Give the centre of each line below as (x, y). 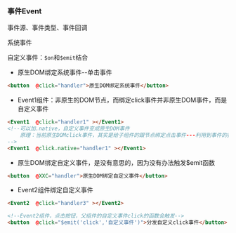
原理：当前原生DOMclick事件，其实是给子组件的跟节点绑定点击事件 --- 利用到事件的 (123, 135)
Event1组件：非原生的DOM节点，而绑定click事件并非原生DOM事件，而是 (122, 100)
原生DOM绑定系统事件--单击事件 (65, 72)
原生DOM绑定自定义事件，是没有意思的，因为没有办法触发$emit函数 (116, 162)
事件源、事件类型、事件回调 (47, 28)
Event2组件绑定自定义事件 (55, 190)
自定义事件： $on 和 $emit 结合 (48, 58)
